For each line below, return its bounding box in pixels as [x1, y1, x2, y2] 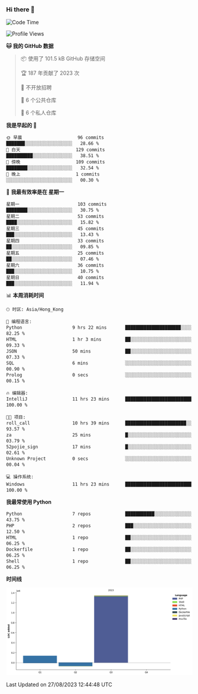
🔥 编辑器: [6, 391, 28, 396]
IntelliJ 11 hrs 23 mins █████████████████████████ [6, 396, 192, 402]
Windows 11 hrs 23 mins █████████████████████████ [6, 481, 192, 488]
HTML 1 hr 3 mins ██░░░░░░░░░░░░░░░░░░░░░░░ [6, 337, 192, 343]
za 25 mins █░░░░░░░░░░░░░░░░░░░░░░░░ [6, 432, 192, 438]
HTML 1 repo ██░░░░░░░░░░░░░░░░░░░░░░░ [6, 535, 192, 541]
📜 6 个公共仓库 [20, 97, 57, 104]
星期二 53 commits [6, 213, 105, 220]
